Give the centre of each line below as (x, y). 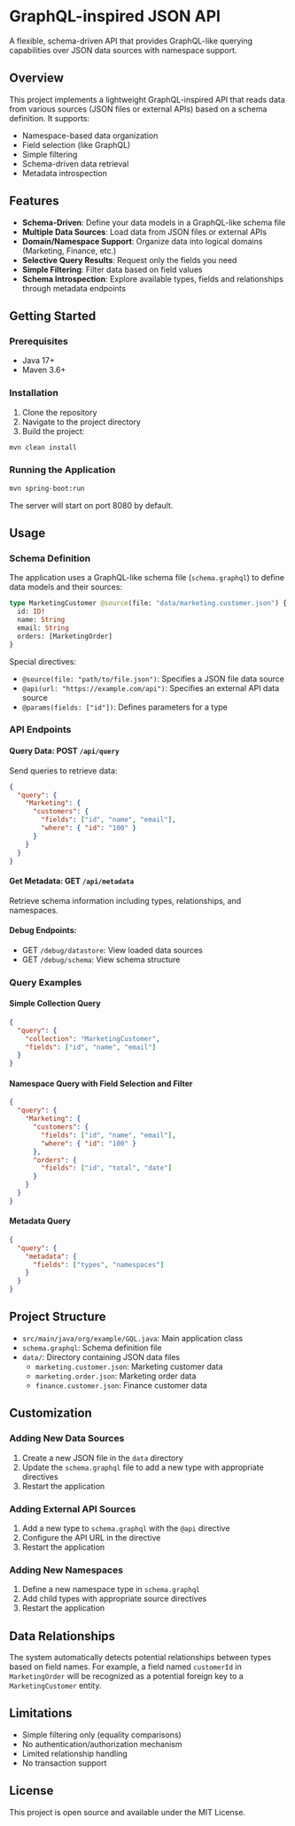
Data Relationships (62, 1636)
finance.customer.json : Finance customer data (121, 1385)
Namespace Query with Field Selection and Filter (101, 1084)
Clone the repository (59, 412)
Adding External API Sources (73, 1509)
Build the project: (53, 431)
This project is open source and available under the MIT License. (128, 1812)
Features (34, 201)
